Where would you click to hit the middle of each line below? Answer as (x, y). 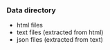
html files (29, 25)
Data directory (31, 10)
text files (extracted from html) (60, 32)
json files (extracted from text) (59, 40)
